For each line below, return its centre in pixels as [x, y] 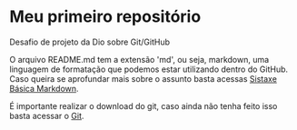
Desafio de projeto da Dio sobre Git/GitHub [90, 42]
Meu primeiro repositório [105, 17]
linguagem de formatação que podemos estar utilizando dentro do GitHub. [149, 69]
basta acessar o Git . [47, 115]
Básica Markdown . [44, 88]
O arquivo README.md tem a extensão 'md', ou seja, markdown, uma [139, 59]
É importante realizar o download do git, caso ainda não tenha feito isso [144, 105]
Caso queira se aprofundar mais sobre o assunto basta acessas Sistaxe [143, 78]
